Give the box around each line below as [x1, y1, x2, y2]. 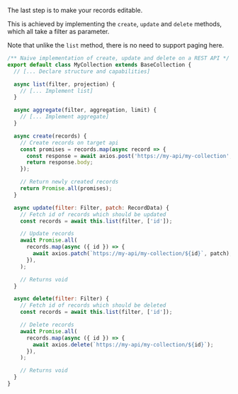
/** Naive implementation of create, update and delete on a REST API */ [7, 55, 230, 62]
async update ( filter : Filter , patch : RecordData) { [13, 204, 170, 211]
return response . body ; [25, 159, 93, 166]
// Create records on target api [20, 139, 119, 146]
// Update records [20, 230, 74, 237]
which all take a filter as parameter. [7, 28, 110, 35]
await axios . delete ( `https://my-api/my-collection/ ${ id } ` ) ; [33, 341, 214, 348]
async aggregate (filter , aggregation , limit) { [13, 106, 157, 114]
